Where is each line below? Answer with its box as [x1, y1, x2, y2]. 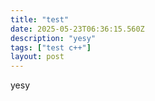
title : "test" [10, 14, 70, 25]
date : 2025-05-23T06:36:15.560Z [10, 24, 145, 34]
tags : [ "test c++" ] [10, 42, 92, 53]
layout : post [10, 52, 65, 62]
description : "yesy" [10, 33, 97, 43]
